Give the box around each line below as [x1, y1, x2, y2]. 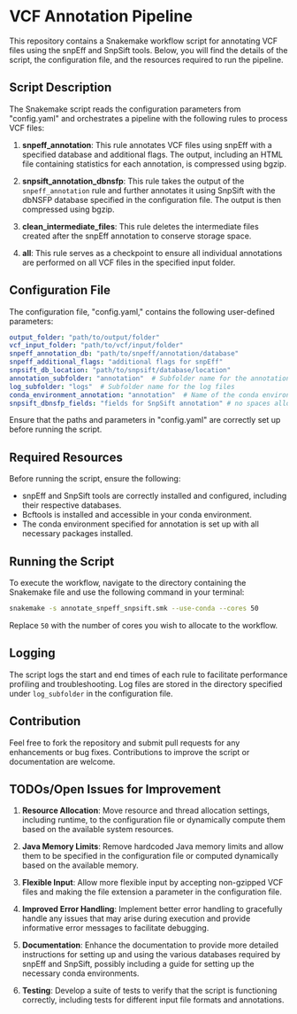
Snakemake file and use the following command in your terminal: [9, 587, 245, 597]
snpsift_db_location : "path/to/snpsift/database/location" [9, 366, 232, 375]
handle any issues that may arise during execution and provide [21, 913, 251, 924]
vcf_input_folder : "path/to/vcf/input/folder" [9, 341, 184, 350]
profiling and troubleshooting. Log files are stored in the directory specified [9, 678, 283, 689]
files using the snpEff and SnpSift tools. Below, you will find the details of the [9, 44, 288, 55]
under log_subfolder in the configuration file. [9, 688, 174, 698]
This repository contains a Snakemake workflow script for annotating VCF [9, 35, 278, 46]
